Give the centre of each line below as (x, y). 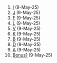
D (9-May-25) (26, 44)
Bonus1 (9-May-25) (32, 55)
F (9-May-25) (26, 18)
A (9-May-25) (26, 50)
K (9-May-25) (26, 34)
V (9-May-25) (26, 28)
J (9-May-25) (26, 12)
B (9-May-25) (26, 39)
